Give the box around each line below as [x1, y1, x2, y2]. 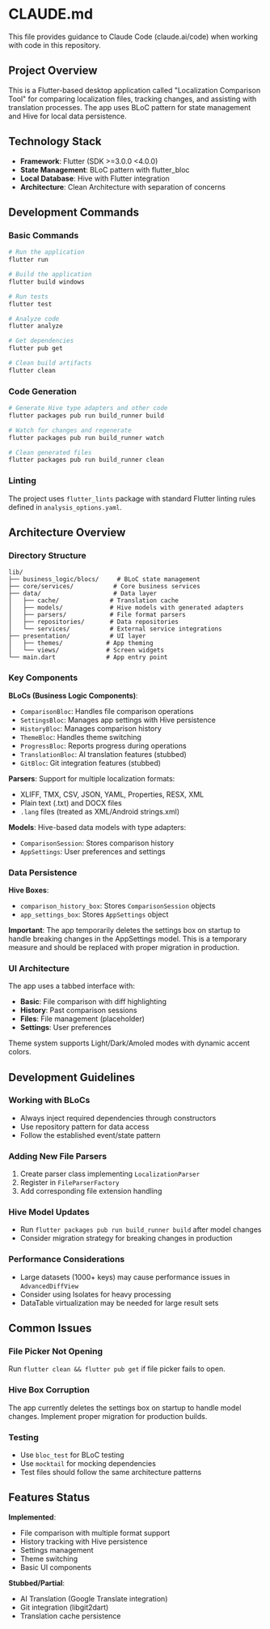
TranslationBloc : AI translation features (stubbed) [19, 749, 188, 759]
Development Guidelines [8, 1071, 136, 1084]
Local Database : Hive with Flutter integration [19, 173, 170, 183]
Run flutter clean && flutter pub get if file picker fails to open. [8, 1364, 226, 1374]
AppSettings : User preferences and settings [19, 846, 166, 856]
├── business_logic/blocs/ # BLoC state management [8, 575, 200, 584]
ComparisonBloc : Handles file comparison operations [19, 706, 194, 716]
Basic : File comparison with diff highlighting [19, 997, 167, 1007]
